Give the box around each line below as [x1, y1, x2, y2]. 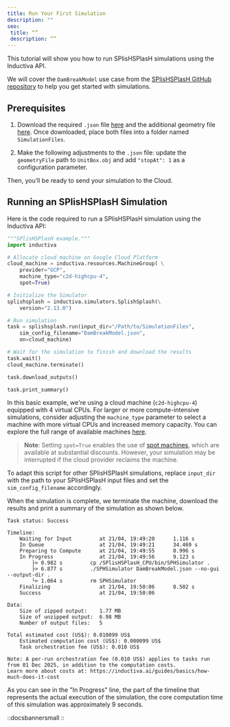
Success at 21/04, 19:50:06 [19, 590, 155, 596]
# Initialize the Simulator [7, 291, 88, 299]
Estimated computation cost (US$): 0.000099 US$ [19, 638, 161, 645]
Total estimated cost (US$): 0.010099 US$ [7, 631, 130, 639]
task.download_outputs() [7, 374, 78, 381]
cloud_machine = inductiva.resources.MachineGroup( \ [7, 260, 165, 267]
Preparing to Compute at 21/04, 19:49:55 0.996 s [19, 548, 195, 555]
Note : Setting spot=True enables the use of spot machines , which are [23, 441, 220, 449]
